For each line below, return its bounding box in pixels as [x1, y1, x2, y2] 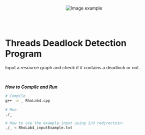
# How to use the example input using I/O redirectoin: [5, 121, 124, 126]
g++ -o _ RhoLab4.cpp [5, 98, 50, 103]
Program [5, 48, 42, 59]
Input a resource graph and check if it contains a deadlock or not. [5, 64, 140, 70]
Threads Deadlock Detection [5, 37, 126, 49]
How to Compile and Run [5, 84, 58, 90]
